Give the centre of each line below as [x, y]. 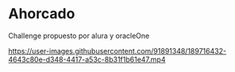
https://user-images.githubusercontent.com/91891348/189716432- [118, 51]
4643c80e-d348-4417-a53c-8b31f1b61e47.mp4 [87, 59]
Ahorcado [42, 14]
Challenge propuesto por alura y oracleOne [79, 36]
